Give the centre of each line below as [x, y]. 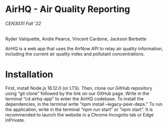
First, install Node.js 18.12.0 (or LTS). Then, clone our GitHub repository [79, 88]
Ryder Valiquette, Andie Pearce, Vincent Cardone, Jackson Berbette [76, 39]
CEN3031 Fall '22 [23, 23]
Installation [29, 74]
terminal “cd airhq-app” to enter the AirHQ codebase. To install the [74, 99]
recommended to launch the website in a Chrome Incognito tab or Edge [79, 115]
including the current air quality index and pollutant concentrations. [75, 54]
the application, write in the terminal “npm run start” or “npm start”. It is [79, 109]
